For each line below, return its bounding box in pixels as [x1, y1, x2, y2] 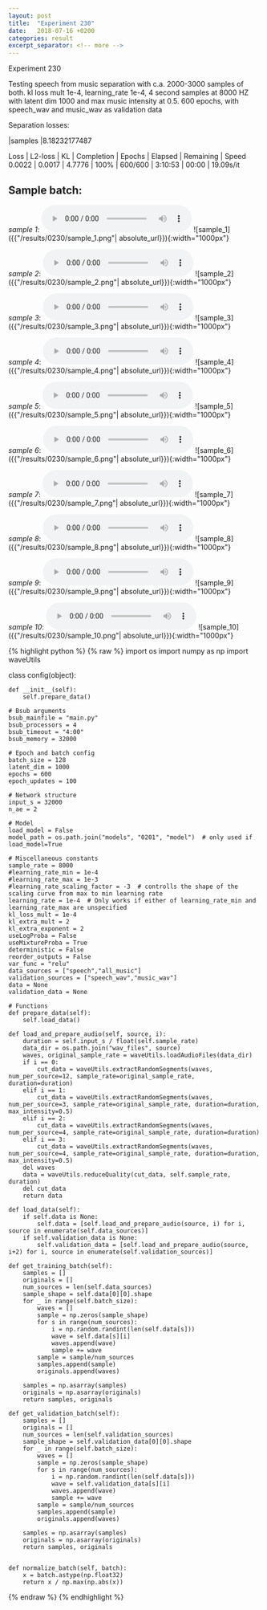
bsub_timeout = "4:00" [8, 728, 84, 736]
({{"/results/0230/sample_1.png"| [8, 233, 118, 243]
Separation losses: [8, 120, 70, 130]
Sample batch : [8, 183, 83, 197]
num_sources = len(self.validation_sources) [22, 1430, 174, 1438]
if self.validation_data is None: [22, 1233, 138, 1241]
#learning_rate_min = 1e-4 [8, 868, 99, 876]
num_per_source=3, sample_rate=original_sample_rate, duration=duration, [8, 1100, 261, 1108]
